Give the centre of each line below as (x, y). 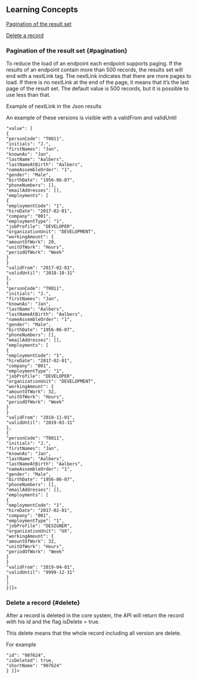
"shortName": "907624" (34, 666)
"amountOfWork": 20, (32, 242)
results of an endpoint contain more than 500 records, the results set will (94, 70)
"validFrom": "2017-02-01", (41, 268)
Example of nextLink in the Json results (54, 106)
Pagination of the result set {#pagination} (67, 51)
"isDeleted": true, (30, 661)
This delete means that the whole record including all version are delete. (94, 633)
